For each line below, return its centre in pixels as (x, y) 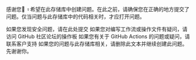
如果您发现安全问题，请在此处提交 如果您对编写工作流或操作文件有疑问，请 (97, 29)
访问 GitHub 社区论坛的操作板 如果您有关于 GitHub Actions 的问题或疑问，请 (98, 36)
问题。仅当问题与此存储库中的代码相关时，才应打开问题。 (75, 16)
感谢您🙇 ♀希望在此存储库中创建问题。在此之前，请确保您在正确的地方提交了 (98, 9)
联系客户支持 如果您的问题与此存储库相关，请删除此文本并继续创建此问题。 (97, 44)
